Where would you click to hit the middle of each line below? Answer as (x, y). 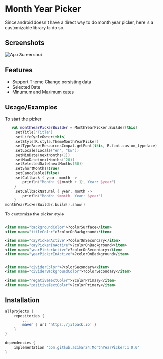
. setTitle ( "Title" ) (33, 132)
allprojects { (19, 311)
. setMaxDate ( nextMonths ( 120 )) (44, 160)
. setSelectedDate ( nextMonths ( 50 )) (49, 164)
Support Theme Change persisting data (51, 82)
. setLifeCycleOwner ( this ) (40, 137)
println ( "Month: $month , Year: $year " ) (63, 196)
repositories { (29, 316)
